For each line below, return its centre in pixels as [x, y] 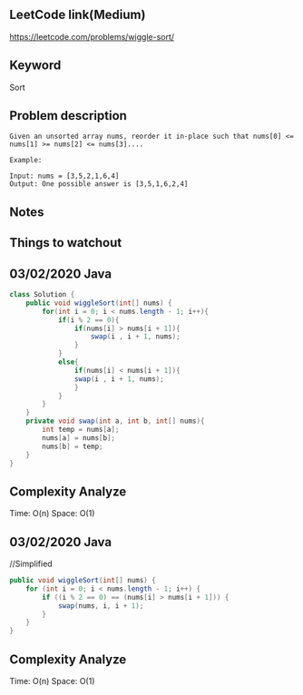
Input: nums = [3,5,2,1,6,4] [64, 176]
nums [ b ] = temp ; [73, 446]
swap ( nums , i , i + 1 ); [101, 606]
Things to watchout [66, 243]
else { [68, 362]
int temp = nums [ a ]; [81, 430]
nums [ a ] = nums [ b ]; [79, 438]
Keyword [35, 66]
